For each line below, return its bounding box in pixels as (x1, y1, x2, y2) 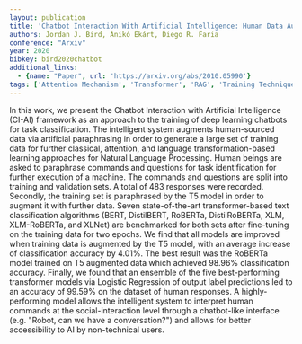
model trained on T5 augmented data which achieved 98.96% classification (9, 257, 289, 268)
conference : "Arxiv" (9, 38, 87, 48)
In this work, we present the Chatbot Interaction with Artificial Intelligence (9, 104, 281, 115)
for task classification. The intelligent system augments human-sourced (9, 123, 275, 135)
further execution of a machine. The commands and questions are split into (9, 172, 289, 182)
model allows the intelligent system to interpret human (52, 295, 253, 306)
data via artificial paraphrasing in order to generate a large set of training (9, 133, 279, 144)
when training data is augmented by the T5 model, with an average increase (9, 238, 291, 249)
